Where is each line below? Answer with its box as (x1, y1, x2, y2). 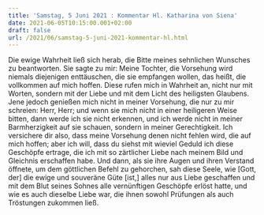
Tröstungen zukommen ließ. (8, 198, 99, 208)
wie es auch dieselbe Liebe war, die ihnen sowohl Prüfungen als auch (8, 190, 234, 199)
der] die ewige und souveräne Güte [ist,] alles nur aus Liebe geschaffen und (8, 173, 255, 183)
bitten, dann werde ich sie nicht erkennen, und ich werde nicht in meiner (8, 114, 243, 123)
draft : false (8, 26, 51, 34)
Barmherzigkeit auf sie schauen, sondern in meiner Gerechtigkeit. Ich (8, 123, 233, 132)
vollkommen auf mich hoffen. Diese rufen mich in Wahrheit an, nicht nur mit (8, 81, 253, 90)
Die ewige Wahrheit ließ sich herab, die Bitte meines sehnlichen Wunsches (8, 55, 251, 65)
